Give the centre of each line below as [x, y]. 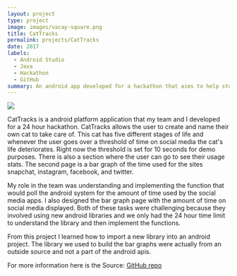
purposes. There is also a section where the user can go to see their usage [116, 157]
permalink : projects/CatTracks [53, 40]
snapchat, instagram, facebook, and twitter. [71, 172]
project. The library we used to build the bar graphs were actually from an [115, 244]
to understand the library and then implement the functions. [94, 223]
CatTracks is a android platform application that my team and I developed [114, 119]
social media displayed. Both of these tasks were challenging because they [116, 208]
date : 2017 [23, 47]
